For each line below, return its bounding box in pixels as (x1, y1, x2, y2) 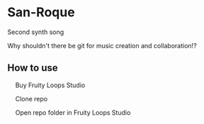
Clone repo (15, 94, 48, 103)
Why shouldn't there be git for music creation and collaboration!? (7, 41, 197, 50)
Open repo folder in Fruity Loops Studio (15, 108, 131, 117)
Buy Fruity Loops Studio (15, 81, 86, 89)
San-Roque (7, 4, 76, 21)
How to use (7, 62, 58, 74)
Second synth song (7, 28, 64, 36)
